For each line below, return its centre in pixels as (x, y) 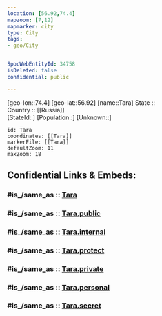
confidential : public (38, 77)
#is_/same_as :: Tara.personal (59, 287)
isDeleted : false (32, 70)
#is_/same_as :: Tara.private (55, 268)
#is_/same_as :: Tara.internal (57, 232)
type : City (23, 33)
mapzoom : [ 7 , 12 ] (30, 20)
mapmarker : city (30, 26)
